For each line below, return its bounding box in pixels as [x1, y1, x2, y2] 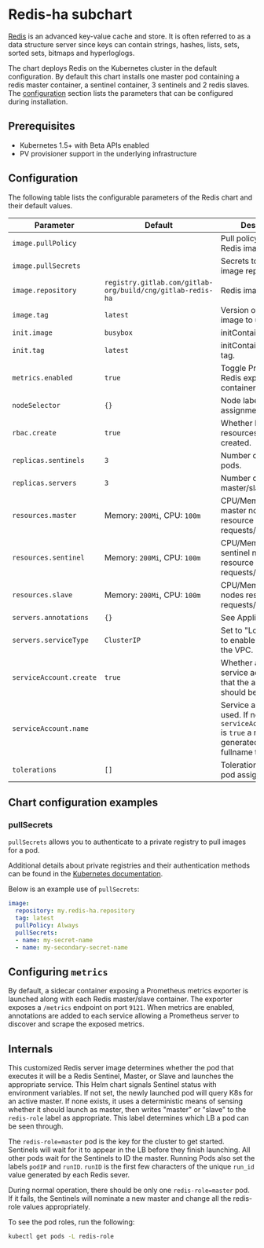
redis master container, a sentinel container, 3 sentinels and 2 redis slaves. [8, 80, 250, 90]
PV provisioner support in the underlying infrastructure [19, 149, 197, 158]
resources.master [12, 511, 77, 519]
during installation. [8, 97, 68, 106]
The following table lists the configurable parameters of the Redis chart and [8, 193, 253, 202]
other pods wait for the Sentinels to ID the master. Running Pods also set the [8, 1154, 255, 1162]
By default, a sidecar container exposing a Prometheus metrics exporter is [8, 986, 249, 996]
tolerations [12, 765, 57, 774]
